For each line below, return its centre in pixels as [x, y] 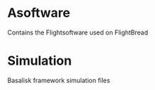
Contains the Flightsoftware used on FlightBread [78, 32]
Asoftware [39, 13]
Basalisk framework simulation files [59, 80]
